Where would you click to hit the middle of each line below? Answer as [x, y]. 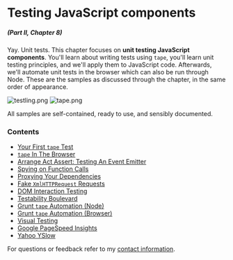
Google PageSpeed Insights [57, 228]
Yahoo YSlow [36, 236]
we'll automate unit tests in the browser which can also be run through [108, 72]
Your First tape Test [45, 147]
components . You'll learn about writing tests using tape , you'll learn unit [111, 58]
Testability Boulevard [47, 199]
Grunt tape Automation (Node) [61, 206]
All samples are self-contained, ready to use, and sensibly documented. [110, 114]
